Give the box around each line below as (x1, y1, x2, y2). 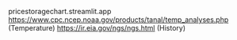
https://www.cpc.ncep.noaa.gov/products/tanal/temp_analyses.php (8, 15, 229, 24)
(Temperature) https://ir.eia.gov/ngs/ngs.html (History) (8, 24, 186, 32)
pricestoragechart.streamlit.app (8, 7, 112, 16)
